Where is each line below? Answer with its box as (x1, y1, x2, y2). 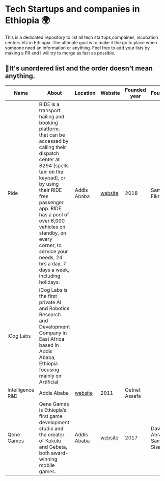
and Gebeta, (39, 443, 68, 450)
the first (39, 293, 57, 300)
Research (39, 311, 61, 318)
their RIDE (39, 186, 62, 193)
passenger (39, 199, 64, 205)
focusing (39, 366, 60, 373)
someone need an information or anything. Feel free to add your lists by (5, 45, 150, 51)
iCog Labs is (39, 286, 68, 293)
